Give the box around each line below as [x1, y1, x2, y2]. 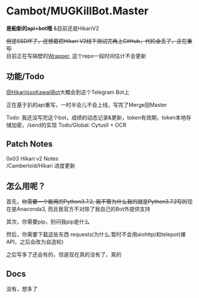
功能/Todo [6, 72, 45, 82]
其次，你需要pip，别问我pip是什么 [6, 218, 90, 225]
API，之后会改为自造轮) [6, 238, 64, 245]
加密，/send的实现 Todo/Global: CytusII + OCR [11, 121, 127, 128]
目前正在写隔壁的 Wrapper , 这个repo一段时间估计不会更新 [6, 52, 146, 59]
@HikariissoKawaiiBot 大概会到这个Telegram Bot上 [6, 88, 130, 96]
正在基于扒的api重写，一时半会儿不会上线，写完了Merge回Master [6, 101, 167, 108]
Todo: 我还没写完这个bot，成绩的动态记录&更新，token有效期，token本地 [6, 113, 186, 121]
